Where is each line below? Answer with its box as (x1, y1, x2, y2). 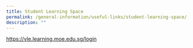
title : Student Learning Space (6, 8, 84, 15)
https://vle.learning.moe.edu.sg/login (6, 36, 97, 43)
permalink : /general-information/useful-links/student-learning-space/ (6, 14, 187, 20)
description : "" (6, 19, 46, 25)
